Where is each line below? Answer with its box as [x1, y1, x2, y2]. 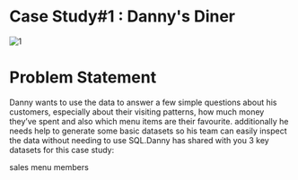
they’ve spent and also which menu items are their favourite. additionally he [9, 116, 289, 126]
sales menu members [9, 161, 90, 172]
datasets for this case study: [9, 144, 115, 155]
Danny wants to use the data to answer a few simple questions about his [9, 97, 277, 107]
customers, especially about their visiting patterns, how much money [9, 106, 265, 117]
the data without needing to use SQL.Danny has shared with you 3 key [9, 134, 269, 145]
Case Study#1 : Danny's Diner [9, 6, 236, 27]
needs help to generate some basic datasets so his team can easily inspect [9, 125, 287, 136]
